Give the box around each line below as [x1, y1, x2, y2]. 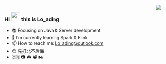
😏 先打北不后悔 [11, 48, 44, 54]
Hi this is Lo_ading [4, 16, 60, 23]
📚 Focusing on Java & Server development [11, 27, 101, 34]
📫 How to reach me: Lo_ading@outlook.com [11, 40, 104, 46]
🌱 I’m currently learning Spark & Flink [11, 35, 88, 41]
